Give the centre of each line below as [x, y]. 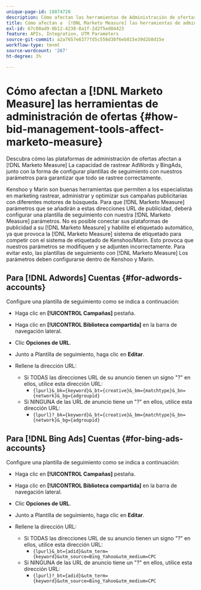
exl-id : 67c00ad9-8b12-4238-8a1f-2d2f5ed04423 [65, 28]
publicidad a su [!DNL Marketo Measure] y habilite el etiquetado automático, [100, 227]
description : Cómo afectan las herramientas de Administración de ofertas [101, 17]
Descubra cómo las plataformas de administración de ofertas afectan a [94, 159]
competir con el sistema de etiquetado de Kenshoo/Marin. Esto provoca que [100, 240]
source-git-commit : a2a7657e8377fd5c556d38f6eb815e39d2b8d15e [85, 39]
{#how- [159, 116]
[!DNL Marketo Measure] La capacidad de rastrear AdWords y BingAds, [94, 165]
